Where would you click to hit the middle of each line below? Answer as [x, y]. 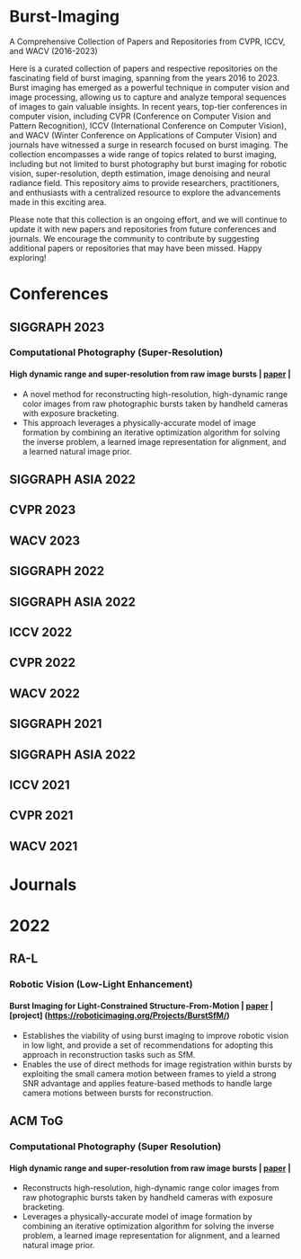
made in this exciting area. [58, 202]
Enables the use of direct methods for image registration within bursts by [157, 1064]
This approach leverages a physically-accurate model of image [139, 422]
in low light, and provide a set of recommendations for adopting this [148, 1045]
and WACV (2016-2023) [54, 50]
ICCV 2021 [40, 785]
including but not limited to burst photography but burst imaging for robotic [148, 164]
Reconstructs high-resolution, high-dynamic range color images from [151, 1188]
